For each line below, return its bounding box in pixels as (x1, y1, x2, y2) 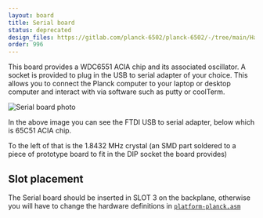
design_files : (8, 33, 55, 42)
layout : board (8, 11, 55, 20)
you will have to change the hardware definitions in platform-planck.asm (8, 201, 241, 210)
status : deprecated (8, 26, 72, 34)
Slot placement (8, 172, 84, 185)
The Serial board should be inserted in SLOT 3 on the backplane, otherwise (8, 193, 250, 202)
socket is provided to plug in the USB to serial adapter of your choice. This (8, 71, 248, 80)
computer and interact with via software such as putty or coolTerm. (8, 87, 225, 96)
